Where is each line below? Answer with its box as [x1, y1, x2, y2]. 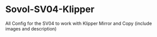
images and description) [5, 25, 57, 31]
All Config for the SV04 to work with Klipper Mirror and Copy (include [5, 20, 152, 26]
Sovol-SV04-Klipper [5, 4, 95, 15]
